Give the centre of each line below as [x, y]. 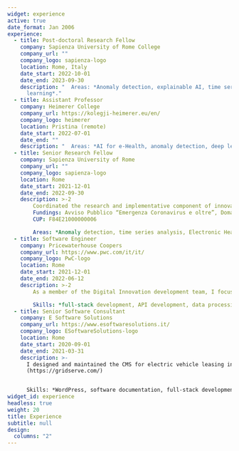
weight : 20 [23, 410]
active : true [27, 21]
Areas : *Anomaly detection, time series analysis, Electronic [127, 232]
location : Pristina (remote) [63, 126]
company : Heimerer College [60, 107]
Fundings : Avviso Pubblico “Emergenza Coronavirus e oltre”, [126, 213]
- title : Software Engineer [55, 239]
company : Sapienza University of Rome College [90, 47]
